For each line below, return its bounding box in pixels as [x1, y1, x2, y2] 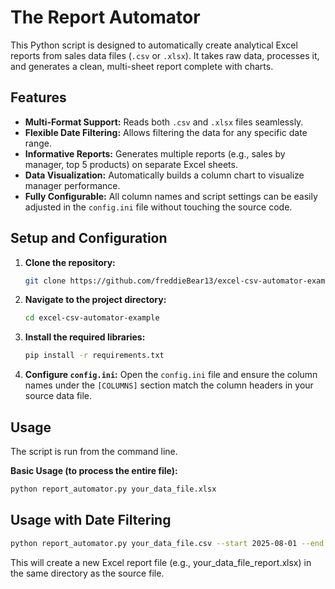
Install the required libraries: [24, 331, 146, 343]
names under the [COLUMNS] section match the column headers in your [24, 379, 314, 391]
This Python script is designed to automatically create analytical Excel [10, 39, 298, 51]
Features [10, 89, 67, 106]
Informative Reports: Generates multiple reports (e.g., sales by [24, 147, 286, 160]
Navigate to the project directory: [24, 294, 167, 306]
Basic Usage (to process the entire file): [10, 465, 178, 476]
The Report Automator [10, 6, 201, 29]
